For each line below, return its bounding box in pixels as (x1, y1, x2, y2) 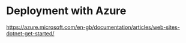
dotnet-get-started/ (6, 29, 55, 37)
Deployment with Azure (6, 4, 127, 18)
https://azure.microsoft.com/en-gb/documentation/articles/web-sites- (6, 24, 180, 31)
